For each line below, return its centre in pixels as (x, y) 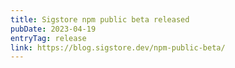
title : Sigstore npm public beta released (100, 19)
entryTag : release (48, 38)
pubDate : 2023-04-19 (53, 29)
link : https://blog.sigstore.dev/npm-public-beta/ (118, 47)
